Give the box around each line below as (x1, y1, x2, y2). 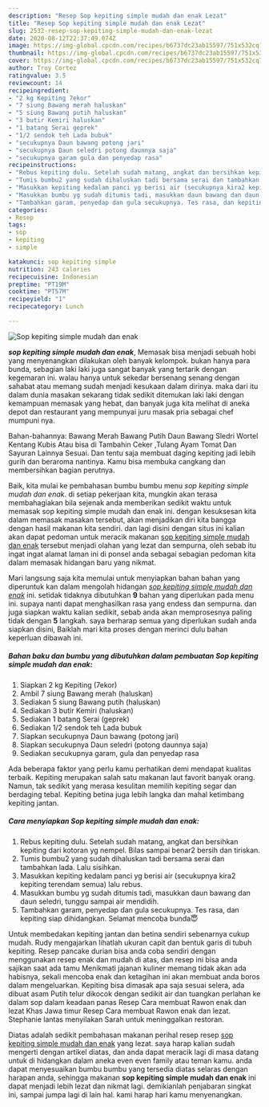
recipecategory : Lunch (8, 303, 84, 311)
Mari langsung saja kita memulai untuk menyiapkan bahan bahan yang (8, 573, 240, 582)
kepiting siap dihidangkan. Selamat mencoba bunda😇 (19, 913, 199, 923)
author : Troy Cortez (8, 64, 78, 72)
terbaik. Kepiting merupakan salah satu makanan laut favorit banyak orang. (8, 772, 255, 782)
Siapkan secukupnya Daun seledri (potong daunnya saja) (19, 740, 209, 750)
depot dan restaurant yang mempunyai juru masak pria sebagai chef (8, 406, 235, 416)
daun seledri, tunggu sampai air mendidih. (19, 897, 159, 906)
